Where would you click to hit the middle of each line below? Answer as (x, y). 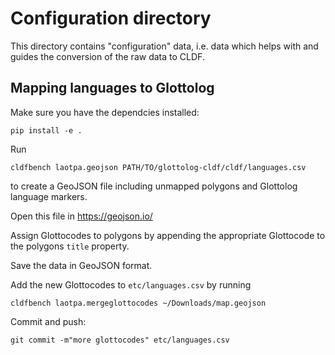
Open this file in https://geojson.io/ (81, 216)
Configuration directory (111, 18)
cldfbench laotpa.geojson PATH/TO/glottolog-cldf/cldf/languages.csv (158, 167)
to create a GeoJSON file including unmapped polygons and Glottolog (154, 186)
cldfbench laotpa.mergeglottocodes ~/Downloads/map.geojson (138, 303)
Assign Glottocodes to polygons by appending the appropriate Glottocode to (168, 235)
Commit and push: (48, 321)
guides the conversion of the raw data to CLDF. (107, 56)
